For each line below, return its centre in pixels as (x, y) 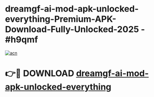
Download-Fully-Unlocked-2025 (72, 29)
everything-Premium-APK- (61, 19)
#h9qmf (22, 40)
